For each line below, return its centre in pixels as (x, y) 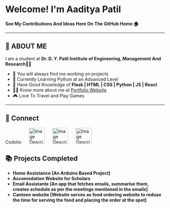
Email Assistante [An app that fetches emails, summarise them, (81, 184)
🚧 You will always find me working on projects (60, 74)
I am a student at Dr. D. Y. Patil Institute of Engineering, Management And (83, 58)
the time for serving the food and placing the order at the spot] (79, 200)
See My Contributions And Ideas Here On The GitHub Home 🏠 (72, 23)
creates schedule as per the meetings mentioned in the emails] (80, 189)
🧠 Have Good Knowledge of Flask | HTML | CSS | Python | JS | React (85, 84)
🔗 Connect (22, 118)
